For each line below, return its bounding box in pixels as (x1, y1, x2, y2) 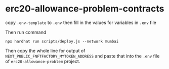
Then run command (5, 29, 47, 35)
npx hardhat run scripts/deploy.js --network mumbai (5, 38, 119, 44)
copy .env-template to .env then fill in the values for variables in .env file (5, 19, 157, 25)
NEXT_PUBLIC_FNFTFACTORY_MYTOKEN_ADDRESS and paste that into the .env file (5, 53, 160, 59)
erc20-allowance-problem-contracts (5, 3, 164, 14)
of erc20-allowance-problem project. (5, 58, 80, 64)
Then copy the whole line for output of (5, 47, 86, 53)
